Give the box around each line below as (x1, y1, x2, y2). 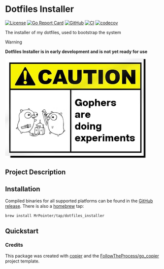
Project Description (5, 168, 66, 177)
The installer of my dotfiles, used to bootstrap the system (5, 29, 122, 35)
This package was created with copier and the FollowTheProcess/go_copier (5, 253, 159, 259)
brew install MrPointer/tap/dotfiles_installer (5, 214, 105, 219)
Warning (5, 39, 22, 45)
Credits (5, 241, 23, 248)
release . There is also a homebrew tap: (5, 203, 84, 209)
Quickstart (5, 226, 39, 235)
